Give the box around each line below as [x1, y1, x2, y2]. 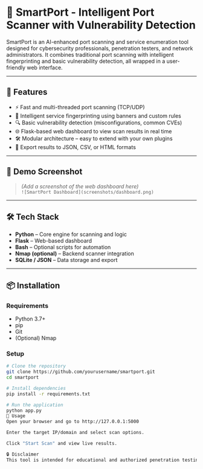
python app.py [6, 407, 42, 413]
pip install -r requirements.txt [6, 391, 91, 397]
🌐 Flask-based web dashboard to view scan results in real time [14, 127, 172, 135]
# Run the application [6, 401, 63, 408]
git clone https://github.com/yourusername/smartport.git [6, 369, 155, 375]
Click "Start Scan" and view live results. [6, 441, 118, 447]
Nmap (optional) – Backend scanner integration [14, 250, 134, 257]
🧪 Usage [6, 413, 26, 419]
